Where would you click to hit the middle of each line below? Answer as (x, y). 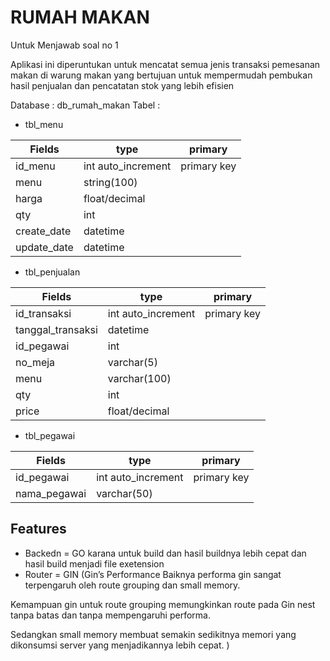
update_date (44, 247)
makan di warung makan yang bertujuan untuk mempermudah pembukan (161, 75)
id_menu (35, 166)
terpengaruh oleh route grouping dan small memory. (132, 585)
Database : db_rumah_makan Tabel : (85, 105)
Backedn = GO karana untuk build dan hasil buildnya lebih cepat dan (165, 553)
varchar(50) (124, 493)
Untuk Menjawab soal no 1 (64, 45)
